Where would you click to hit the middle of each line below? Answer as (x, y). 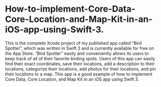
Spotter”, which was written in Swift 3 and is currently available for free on (80, 48)
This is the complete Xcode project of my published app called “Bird (73, 43)
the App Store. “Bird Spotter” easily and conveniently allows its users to (77, 53)
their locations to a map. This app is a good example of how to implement (79, 74)
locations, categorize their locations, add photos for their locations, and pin (80, 69)
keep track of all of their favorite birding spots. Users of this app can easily (80, 58)
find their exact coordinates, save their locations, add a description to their (80, 64)
